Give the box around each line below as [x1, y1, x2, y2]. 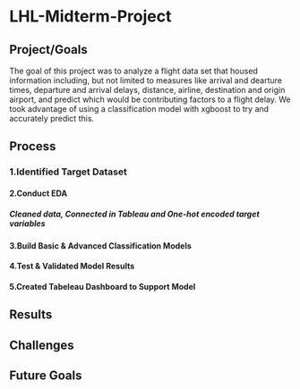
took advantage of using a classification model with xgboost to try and [9, 104, 270, 114]
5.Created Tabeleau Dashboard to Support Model [9, 282, 196, 292]
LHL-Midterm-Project [9, 6, 172, 27]
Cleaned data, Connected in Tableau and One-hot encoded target [9, 208, 260, 219]
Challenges [9, 337, 74, 352]
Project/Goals [9, 42, 88, 57]
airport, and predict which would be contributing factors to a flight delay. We [9, 94, 291, 105]
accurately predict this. [9, 114, 95, 123]
